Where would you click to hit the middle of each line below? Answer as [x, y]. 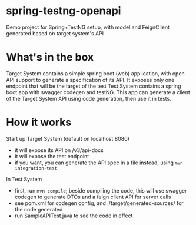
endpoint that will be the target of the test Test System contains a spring [94, 86]
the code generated [39, 209]
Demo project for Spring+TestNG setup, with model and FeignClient [88, 27]
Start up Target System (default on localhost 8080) [68, 138]
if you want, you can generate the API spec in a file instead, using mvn [99, 163]
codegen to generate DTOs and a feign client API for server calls [93, 197]
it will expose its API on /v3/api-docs [59, 150]
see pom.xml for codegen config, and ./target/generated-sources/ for [99, 203]
